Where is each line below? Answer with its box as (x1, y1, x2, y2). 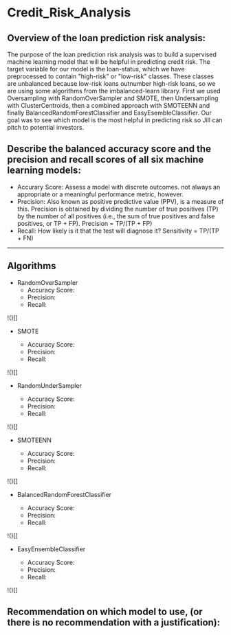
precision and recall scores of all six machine (7, 154, 204, 165)
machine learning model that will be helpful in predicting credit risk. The (7, 58, 211, 66)
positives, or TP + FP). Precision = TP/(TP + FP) (16, 219, 153, 227)
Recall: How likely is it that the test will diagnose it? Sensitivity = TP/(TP (16, 227, 219, 235)
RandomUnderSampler (16, 381, 82, 389)
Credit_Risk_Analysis (7, 5, 131, 21)
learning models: (7, 165, 81, 176)
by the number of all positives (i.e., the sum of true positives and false (16, 211, 215, 220)
